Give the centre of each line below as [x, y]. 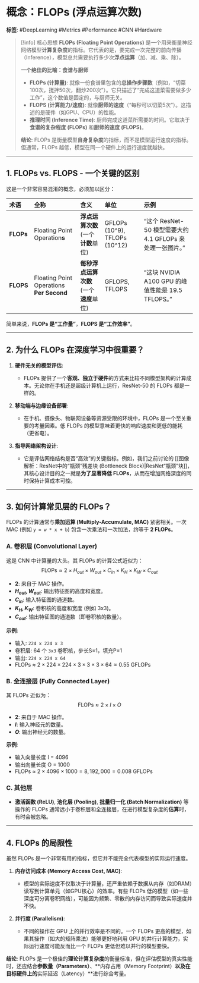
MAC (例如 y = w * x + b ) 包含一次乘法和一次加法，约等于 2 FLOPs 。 [91, 529]
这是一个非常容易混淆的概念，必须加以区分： [61, 189]
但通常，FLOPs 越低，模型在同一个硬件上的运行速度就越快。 [94, 147]
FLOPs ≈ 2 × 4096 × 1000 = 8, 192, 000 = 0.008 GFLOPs [84, 771]
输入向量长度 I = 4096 [41, 757]
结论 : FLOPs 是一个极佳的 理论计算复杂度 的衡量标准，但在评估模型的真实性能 [99, 959]
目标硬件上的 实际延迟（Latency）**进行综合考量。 [68, 973]
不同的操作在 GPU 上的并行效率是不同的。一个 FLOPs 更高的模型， [105, 931]
